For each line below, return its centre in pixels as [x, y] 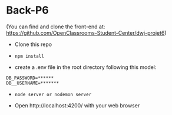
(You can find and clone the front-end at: [56, 27]
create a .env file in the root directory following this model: [85, 67]
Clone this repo [33, 44]
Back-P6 [27, 10]
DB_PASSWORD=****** [30, 78]
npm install [29, 56]
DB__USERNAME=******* [33, 83]
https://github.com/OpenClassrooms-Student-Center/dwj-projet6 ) [86, 32]
